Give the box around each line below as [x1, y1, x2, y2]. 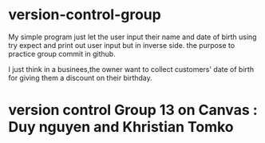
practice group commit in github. [8, 49, 116, 58]
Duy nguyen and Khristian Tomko [8, 118, 234, 137]
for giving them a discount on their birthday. [8, 73, 153, 82]
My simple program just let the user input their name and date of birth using [8, 32, 257, 42]
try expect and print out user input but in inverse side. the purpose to [8, 40, 235, 50]
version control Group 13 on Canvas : [8, 101, 258, 119]
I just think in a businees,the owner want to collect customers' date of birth [8, 64, 254, 73]
